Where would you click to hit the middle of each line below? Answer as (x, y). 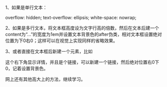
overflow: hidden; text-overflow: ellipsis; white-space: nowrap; (71, 17)
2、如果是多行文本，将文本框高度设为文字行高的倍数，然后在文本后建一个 (82, 28)
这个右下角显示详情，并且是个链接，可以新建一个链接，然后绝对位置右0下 (82, 62)
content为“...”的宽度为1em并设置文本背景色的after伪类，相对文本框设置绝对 (84, 34)
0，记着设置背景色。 (27, 68)
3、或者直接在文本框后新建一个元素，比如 (49, 51)
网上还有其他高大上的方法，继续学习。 (45, 79)
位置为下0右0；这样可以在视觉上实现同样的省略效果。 (61, 40)
